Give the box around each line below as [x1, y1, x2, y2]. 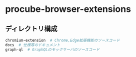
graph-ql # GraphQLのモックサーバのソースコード [5, 47, 100, 52]
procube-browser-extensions [5, 3, 131, 15]
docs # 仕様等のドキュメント [5, 42, 61, 48]
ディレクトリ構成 [5, 24, 57, 33]
